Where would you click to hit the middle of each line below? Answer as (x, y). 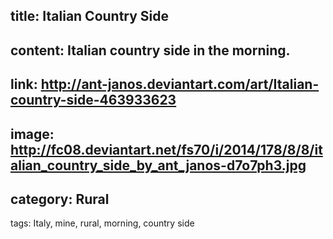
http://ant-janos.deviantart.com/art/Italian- (180, 84)
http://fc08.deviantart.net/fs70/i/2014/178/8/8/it (166, 149)
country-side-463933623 (93, 100)
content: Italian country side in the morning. (150, 50)
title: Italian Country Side (90, 16)
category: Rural (60, 199)
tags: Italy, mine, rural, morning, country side (102, 223)
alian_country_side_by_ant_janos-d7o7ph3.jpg (158, 165)
